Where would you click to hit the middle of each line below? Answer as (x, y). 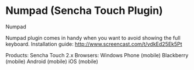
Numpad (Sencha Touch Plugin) (84, 11)
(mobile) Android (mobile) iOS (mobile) (52, 61)
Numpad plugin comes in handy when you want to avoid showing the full (93, 38)
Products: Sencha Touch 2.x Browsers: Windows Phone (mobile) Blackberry (97, 55)
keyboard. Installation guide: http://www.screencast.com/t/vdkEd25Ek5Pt (94, 44)
